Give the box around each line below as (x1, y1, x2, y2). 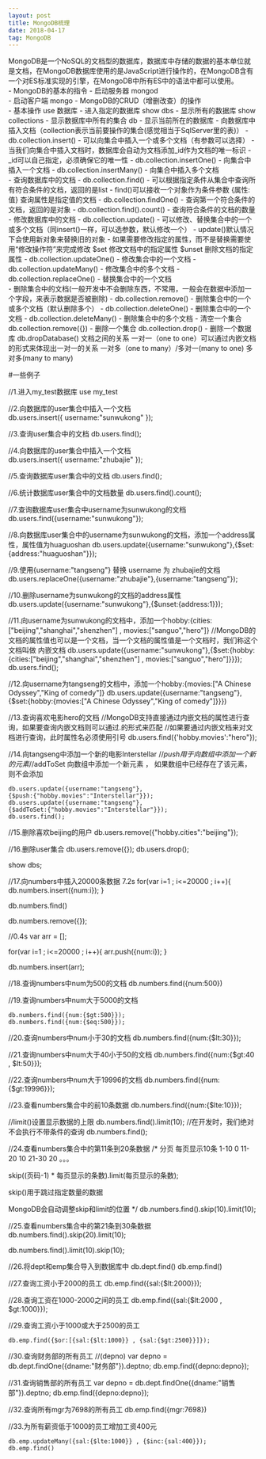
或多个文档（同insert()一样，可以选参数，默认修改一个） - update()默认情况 (8, 225, 254, 234)
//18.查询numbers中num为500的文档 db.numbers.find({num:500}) (8, 979, 223, 989)
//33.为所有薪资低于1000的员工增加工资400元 (8, 1422, 158, 1431)
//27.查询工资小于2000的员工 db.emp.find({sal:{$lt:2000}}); (8, 1278, 202, 1288)
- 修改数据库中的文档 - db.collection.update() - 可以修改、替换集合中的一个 (8, 215, 253, 224)
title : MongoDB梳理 (8, 19, 70, 27)
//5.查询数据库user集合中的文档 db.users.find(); (8, 471, 162, 481)
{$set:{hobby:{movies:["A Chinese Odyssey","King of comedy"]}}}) (8, 696, 227, 706)
